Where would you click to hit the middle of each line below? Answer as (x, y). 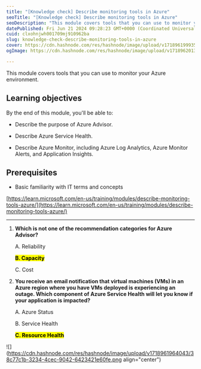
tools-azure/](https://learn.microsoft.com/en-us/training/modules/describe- (100, 205)
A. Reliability (30, 247)
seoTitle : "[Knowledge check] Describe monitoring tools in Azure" (92, 17)
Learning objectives (44, 99)
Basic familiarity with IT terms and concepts (69, 187)
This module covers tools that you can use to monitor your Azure (86, 73)
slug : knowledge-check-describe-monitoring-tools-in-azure (81, 40)
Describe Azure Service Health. (54, 136)
